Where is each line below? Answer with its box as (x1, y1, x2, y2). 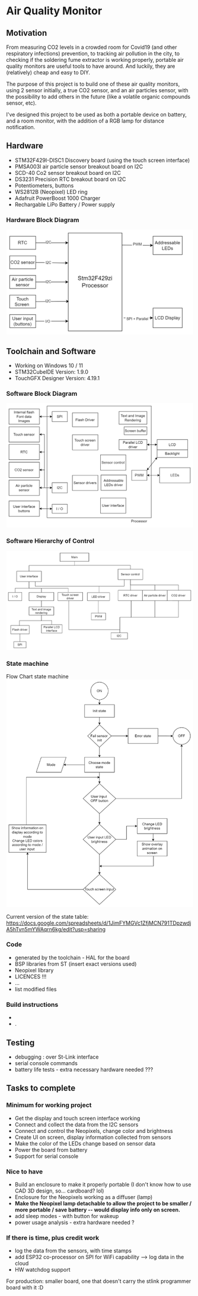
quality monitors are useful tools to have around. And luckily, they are (6, 62, 175, 70)
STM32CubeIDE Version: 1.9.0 (14, 368, 89, 375)
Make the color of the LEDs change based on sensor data (14, 1140, 156, 1147)
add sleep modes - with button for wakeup (14, 1212, 119, 1219)
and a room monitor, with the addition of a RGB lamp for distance (6, 117, 165, 124)
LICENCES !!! (14, 973, 47, 980)
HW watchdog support (14, 1266, 71, 1273)
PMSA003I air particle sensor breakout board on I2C (14, 162, 143, 170)
